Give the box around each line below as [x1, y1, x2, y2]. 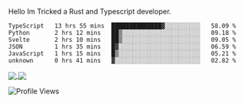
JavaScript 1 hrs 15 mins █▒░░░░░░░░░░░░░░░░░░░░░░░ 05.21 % [8, 50, 237, 58]
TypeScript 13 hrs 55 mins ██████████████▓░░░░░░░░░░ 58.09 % [8, 22, 237, 30]
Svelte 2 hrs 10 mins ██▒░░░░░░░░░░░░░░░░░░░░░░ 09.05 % [8, 36, 237, 44]
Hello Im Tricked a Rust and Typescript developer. [8, 7, 172, 16]
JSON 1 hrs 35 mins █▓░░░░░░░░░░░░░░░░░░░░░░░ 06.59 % [8, 43, 237, 51]
